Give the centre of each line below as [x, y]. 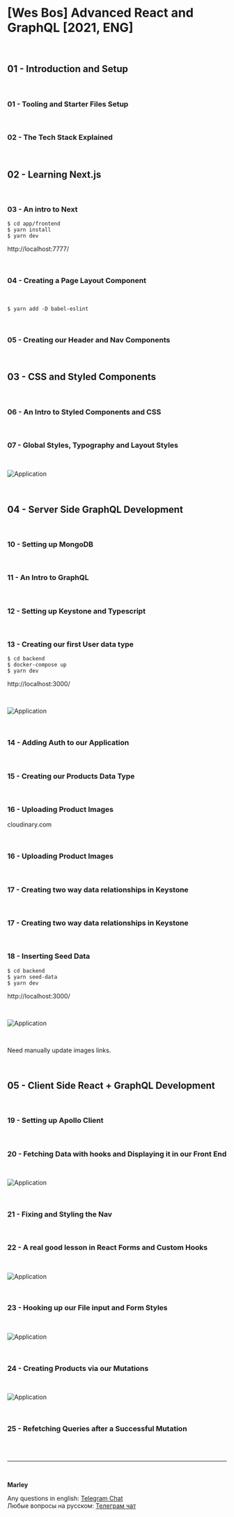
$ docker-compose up [37, 665]
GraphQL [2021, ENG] [70, 28]
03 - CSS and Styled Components [82, 377]
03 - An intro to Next [42, 210]
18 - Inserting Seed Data [49, 957]
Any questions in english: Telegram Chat [65, 1498]
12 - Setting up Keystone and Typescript [77, 611]
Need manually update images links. [59, 1050]
